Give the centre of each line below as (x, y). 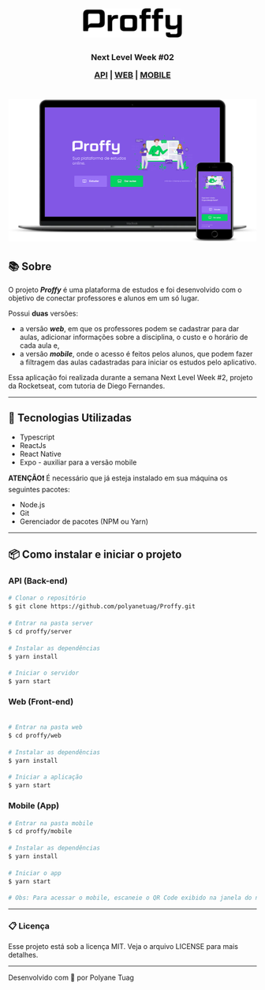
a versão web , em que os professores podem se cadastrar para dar (129, 328)
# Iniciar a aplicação (45, 777)
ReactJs (33, 445)
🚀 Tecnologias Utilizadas (70, 418)
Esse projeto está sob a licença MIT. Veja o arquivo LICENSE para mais (123, 946)
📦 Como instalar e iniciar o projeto (95, 555)
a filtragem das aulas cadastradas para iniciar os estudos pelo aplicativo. (138, 362)
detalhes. (23, 955)
